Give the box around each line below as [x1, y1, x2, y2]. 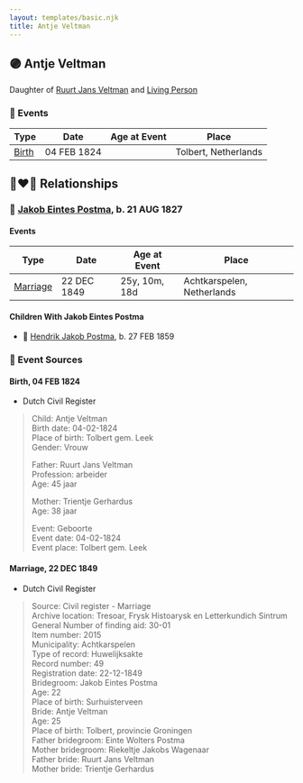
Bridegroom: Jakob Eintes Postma [31, 677, 158, 687]
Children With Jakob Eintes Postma [9, 311, 144, 322]
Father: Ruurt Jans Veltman [31, 460, 133, 470]
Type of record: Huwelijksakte [31, 648, 143, 659]
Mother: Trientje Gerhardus [31, 496, 133, 507]
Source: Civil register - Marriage [31, 600, 151, 611]
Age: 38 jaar [31, 505, 78, 516]
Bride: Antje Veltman [31, 706, 108, 716]
